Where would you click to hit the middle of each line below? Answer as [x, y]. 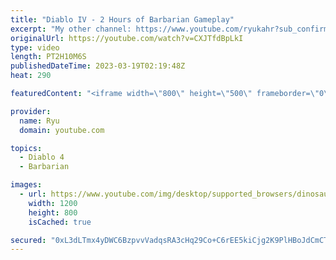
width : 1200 [53, 203]
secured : [28, 240]
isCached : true [60, 222]
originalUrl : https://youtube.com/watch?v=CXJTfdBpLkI [127, 38]
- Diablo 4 [42, 157]
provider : [31, 111]
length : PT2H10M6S [48, 57]
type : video [35, 47]
